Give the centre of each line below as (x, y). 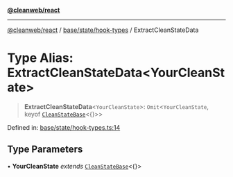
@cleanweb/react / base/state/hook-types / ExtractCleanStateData (103, 30)
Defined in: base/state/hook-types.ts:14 (64, 127)
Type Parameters (45, 150)
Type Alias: (41, 58)
